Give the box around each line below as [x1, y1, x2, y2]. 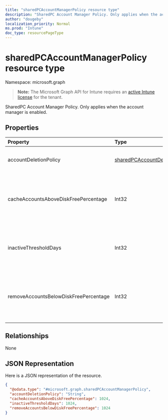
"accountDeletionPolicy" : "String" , [9, 392, 86, 397]
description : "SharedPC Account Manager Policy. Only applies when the [5, 12, 157, 17]
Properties [5, 123, 39, 132]
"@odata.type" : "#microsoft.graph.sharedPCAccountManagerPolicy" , [9, 387, 151, 392]
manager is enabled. [5, 109, 47, 115]
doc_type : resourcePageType [5, 30, 64, 35]
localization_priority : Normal [5, 21, 70, 26]
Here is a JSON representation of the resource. [5, 373, 102, 379]
